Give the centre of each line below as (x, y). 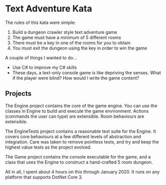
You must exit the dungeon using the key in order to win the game (80, 48)
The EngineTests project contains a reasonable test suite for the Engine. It (81, 131)
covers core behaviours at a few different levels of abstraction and (73, 136)
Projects (18, 93)
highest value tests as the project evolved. (48, 147)
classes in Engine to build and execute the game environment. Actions (77, 111)
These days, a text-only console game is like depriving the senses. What (86, 72)
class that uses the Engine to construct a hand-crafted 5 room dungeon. (79, 162)
